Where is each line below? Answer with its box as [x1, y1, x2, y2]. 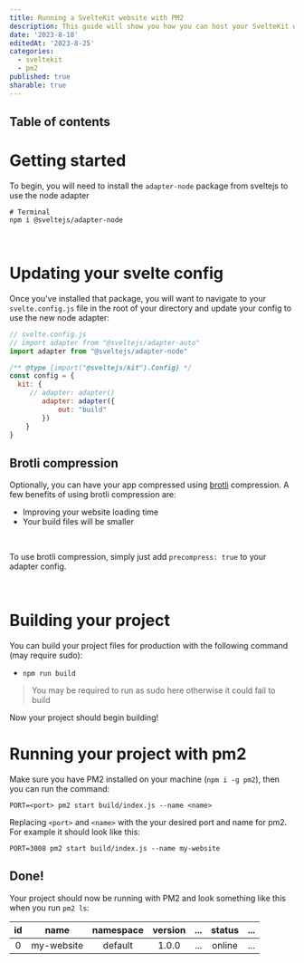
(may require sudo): [9, 650, 83, 661]
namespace [91, 923, 145, 936]
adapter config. [9, 561, 67, 572]
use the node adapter [9, 189, 90, 200]
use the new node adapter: [9, 312, 110, 323]
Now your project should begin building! [9, 712, 159, 723]
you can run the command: [9, 784, 110, 794]
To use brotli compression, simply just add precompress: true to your [9, 552, 267, 563]
